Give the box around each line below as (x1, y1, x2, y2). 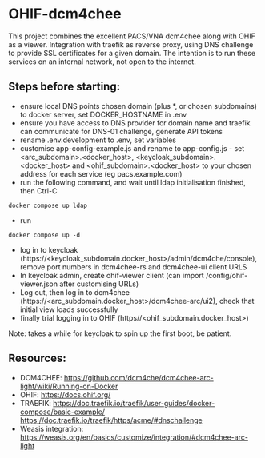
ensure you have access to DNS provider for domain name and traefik (19, 117, 251, 128)
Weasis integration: (19, 424, 84, 433)
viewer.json (19, 279, 58, 289)
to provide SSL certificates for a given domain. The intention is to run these (8, 48, 256, 58)
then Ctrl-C (19, 185, 58, 196)
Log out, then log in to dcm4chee (19, 287, 130, 297)
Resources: (8, 352, 66, 365)
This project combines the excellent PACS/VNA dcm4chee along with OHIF (8, 31, 256, 41)
